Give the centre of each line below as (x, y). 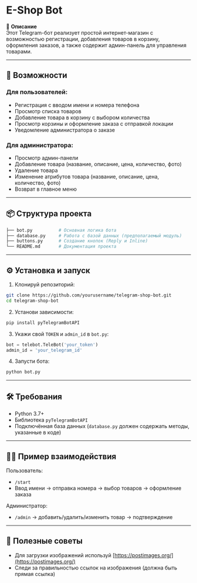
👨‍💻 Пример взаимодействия (61, 456)
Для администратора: (40, 145)
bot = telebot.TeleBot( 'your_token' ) (52, 345)
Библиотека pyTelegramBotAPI (51, 420)
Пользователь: (25, 470)
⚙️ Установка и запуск (48, 270)
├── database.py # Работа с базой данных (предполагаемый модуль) (94, 235)
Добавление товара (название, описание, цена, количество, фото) (98, 164)
